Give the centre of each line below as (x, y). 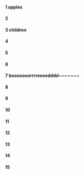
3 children (16, 29)
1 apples (14, 7)
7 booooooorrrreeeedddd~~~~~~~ (42, 75)
